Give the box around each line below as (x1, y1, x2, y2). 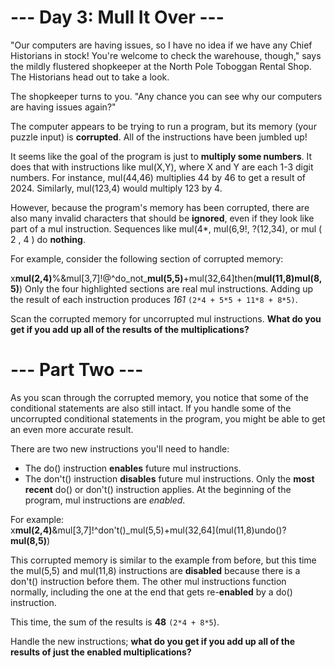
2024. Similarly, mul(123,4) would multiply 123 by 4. (10, 182, 223, 194)
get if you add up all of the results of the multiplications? (10, 323, 250, 335)
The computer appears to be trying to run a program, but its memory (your (10, 120, 317, 132)
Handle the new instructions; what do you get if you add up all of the (10, 635, 295, 647)
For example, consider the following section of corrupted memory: (10, 252, 284, 265)
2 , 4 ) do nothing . (10, 233, 86, 245)
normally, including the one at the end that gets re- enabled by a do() (10, 586, 293, 598)
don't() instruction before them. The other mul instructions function (10, 575, 287, 587)
